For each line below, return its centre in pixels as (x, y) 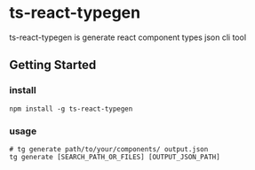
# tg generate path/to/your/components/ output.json (109, 149)
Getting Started (53, 65)
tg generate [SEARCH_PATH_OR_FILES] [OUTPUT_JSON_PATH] (115, 157)
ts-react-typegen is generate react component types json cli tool (128, 37)
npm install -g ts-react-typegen (71, 109)
